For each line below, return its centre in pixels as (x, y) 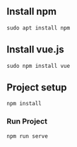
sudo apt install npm (38, 28)
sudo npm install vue (38, 66)
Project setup (37, 88)
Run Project (27, 122)
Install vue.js (35, 50)
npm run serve (28, 136)
